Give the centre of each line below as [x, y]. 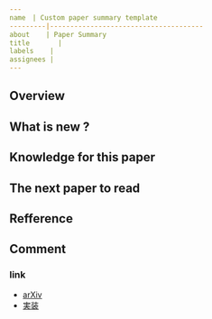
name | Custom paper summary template [83, 18]
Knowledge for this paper [83, 157]
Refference [41, 219]
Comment [38, 249]
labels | [32, 51]
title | [36, 43]
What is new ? [50, 127]
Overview [37, 96]
